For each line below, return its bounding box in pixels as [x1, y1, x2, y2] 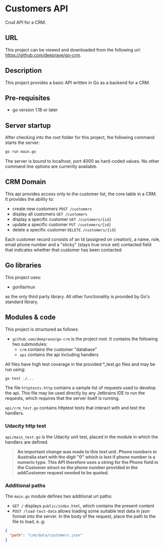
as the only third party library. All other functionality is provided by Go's [5, 293, 150, 299]
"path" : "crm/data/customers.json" [9, 533, 83, 538]
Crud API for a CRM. [5, 19, 46, 25]
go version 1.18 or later [12, 107, 58, 113]
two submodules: [12, 341, 48, 347]
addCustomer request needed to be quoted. [17, 469, 109, 475]
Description [5, 66, 42, 75]
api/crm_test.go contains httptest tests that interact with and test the [5, 405, 145, 411]
